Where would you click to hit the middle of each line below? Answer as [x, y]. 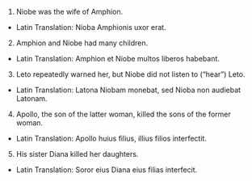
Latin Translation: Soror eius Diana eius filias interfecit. [107, 170]
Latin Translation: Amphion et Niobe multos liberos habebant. [118, 59]
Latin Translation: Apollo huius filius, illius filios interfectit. [111, 138]
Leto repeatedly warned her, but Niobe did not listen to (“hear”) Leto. [130, 74]
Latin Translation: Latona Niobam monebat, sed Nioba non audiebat [128, 90]
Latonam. [31, 99]
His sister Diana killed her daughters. [77, 154]
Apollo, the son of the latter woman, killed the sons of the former [124, 114]
